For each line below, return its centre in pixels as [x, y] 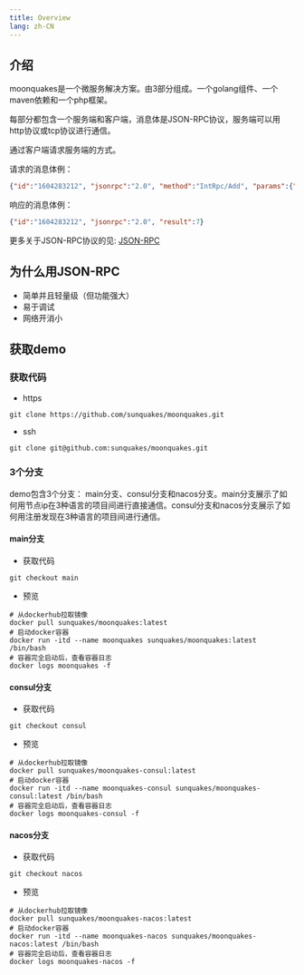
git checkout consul [48, 726]
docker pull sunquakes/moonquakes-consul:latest [103, 771]
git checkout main [44, 578]
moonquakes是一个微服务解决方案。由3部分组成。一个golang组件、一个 [144, 89]
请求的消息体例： [41, 170]
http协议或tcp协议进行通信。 [62, 131]
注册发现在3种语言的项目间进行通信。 [95, 516]
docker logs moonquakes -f [60, 666]
